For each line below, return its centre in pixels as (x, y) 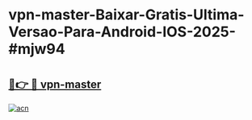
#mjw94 (37, 49)
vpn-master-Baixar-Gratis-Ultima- (126, 15)
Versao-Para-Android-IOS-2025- (122, 32)
